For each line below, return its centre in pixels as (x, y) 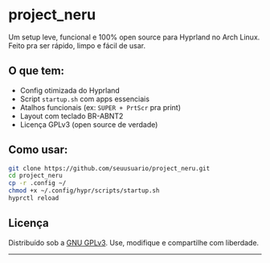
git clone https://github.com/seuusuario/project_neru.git (109, 168)
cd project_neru (35, 176)
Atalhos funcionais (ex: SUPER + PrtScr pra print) (100, 107)
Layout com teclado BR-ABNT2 (72, 116)
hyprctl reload (34, 199)
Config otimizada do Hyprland (70, 90)
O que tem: (37, 71)
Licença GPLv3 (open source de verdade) (89, 124)
